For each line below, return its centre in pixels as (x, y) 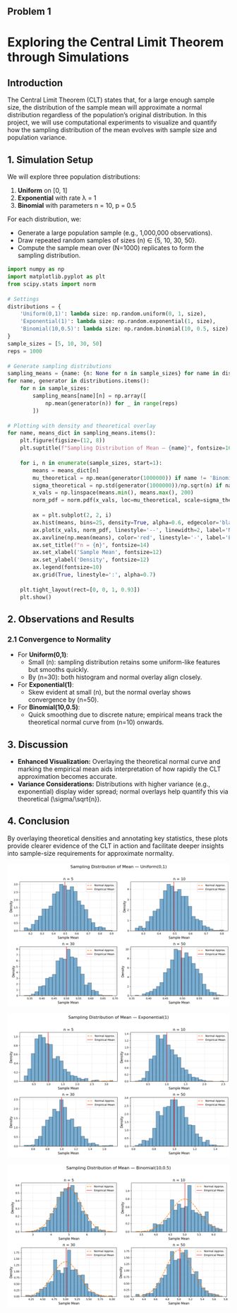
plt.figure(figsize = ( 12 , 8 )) (63, 441)
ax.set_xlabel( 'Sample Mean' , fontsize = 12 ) (97, 553)
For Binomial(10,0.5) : (49, 707)
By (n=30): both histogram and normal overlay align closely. (115, 677)
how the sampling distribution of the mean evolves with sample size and (112, 130)
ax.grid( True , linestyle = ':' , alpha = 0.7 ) (95, 575)
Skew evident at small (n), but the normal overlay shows (109, 693)
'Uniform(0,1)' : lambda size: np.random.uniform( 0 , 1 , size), (113, 314)
